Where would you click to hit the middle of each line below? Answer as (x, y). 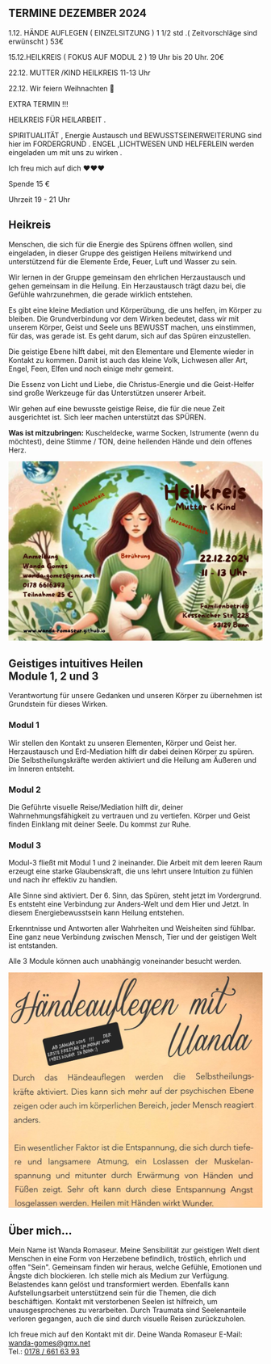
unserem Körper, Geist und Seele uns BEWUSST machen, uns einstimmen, (132, 327)
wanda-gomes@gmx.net (50, 1343)
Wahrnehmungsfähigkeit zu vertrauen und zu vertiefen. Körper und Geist (129, 815)
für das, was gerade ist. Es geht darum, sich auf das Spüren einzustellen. (130, 335)
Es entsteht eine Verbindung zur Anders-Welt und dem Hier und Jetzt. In (129, 904)
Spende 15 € (29, 183)
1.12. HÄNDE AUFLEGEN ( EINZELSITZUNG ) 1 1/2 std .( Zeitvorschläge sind (133, 32)
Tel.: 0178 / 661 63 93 (44, 1352)
